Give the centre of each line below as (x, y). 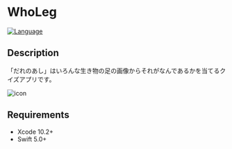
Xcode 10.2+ (35, 132)
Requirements (38, 115)
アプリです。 (37, 79)
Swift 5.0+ (32, 139)
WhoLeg (32, 12)
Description (33, 53)
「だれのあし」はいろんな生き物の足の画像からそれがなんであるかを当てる (114, 71)
